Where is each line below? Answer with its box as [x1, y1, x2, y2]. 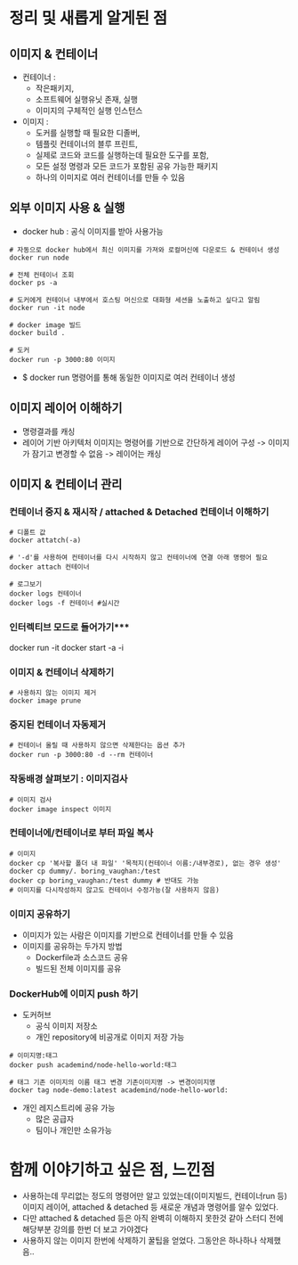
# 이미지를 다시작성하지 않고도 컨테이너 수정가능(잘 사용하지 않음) [9, 885, 220, 894]
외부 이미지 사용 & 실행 [9, 201, 125, 216]
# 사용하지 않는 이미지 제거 [9, 688, 97, 697]
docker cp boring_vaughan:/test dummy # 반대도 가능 [9, 875, 200, 885]
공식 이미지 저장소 [35, 1021, 98, 1031]
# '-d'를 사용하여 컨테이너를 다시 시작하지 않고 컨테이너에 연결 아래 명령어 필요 [9, 554, 269, 563]
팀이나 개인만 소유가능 [35, 1125, 113, 1136]
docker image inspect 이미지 [9, 804, 112, 814]
